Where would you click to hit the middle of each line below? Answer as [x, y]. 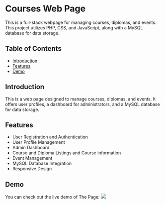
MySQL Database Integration [42, 163]
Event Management [32, 158]
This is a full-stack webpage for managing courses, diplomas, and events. [81, 22]
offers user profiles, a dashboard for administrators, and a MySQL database [82, 104]
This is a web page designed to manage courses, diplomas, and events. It [81, 99]
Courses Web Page [45, 9]
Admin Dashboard [31, 148]
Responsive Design [32, 169]
